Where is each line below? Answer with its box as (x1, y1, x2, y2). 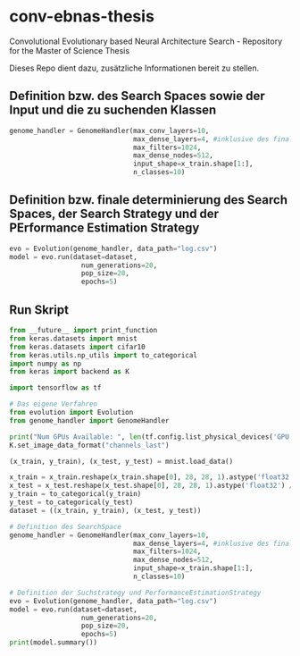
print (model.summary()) (9, 638, 98, 647)
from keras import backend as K (9, 367, 129, 376)
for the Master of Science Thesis (9, 45, 130, 55)
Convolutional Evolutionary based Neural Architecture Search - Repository (9, 36, 283, 46)
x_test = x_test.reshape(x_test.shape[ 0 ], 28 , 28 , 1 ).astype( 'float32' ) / (9, 481, 294, 491)
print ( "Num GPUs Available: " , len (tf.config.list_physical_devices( (9, 432, 274, 442)
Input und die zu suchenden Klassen (9, 103, 217, 118)
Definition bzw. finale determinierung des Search (9, 192, 288, 207)
